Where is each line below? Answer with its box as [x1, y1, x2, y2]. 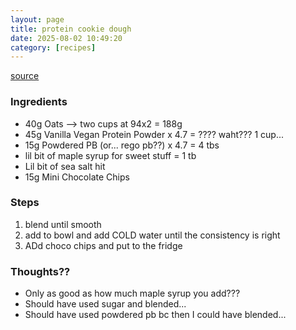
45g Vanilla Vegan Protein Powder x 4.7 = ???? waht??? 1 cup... [24, 128, 285, 140]
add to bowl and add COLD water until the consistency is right [24, 229, 281, 241]
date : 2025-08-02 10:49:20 [10, 33, 123, 43]
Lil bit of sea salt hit [24, 160, 106, 172]
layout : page [10, 14, 65, 25]
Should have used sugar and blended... [24, 298, 187, 310]
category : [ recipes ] [10, 42, 97, 53]
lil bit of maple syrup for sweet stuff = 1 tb [24, 149, 197, 161]
